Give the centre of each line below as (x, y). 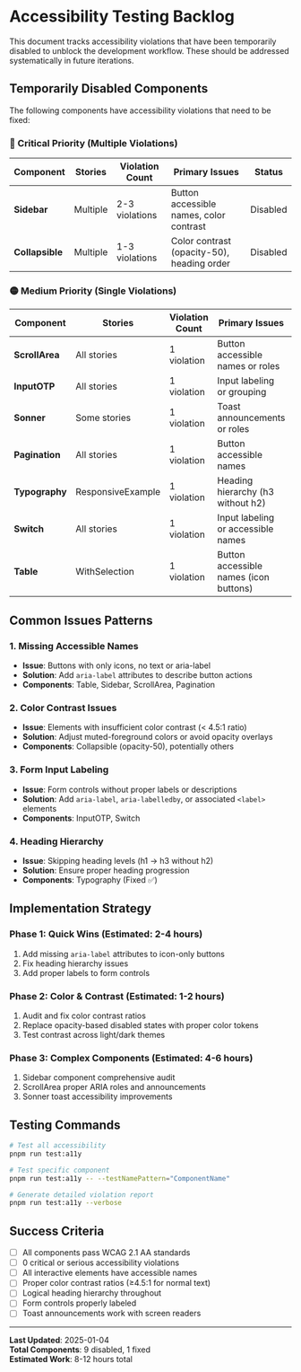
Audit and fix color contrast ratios (84, 1016)
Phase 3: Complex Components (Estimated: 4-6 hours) (131, 1058)
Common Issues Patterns (81, 620)
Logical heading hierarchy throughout (92, 1293)
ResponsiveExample (118, 492)
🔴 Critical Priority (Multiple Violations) (94, 143)
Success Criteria (57, 1231)
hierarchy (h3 (246, 492)
